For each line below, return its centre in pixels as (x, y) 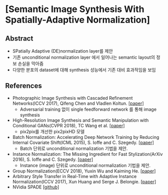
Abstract (19, 38)
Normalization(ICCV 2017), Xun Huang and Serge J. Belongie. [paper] (84, 181)
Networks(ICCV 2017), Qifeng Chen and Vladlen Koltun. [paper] (78, 103)
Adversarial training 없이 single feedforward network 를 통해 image (88, 109)
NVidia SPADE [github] (36, 187)
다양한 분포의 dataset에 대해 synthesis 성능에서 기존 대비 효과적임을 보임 (84, 70)
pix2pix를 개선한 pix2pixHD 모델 (52, 131)
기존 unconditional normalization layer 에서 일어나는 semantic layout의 (84, 57)
